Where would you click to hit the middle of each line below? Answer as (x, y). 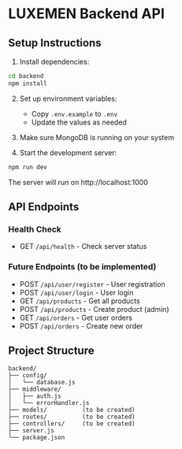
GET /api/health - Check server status (83, 247)
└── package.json (37, 438)
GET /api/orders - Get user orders (76, 317)
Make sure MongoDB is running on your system (97, 137)
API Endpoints (44, 207)
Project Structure (51, 351)
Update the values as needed (79, 122)
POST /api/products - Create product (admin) (94, 309)
